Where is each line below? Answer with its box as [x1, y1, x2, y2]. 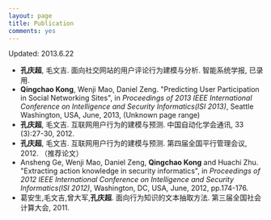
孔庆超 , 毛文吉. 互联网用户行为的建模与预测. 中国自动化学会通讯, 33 [19, 120, 244, 130]
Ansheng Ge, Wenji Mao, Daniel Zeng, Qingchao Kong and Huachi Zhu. [19, 158, 259, 168]
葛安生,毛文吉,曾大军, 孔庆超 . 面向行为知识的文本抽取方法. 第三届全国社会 [19, 193, 261, 202]
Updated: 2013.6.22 [8, 49, 74, 59]
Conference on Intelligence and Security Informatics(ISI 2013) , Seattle [19, 102, 254, 111]
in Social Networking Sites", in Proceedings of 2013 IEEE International [19, 93, 252, 103]
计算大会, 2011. [19, 203, 70, 213]
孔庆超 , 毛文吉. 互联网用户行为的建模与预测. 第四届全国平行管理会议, [19, 139, 248, 148]
